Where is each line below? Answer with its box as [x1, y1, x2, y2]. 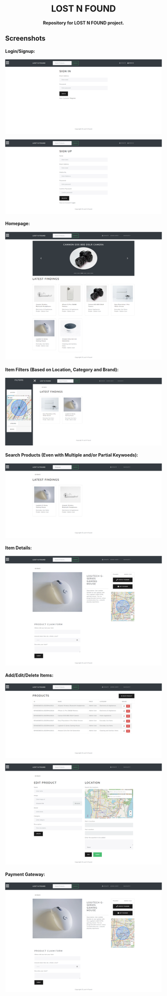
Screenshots [5, 34, 46, 43]
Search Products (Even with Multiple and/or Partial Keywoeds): [5, 452, 138, 458]
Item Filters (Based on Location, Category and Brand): [5, 366, 119, 372]
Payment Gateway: [5, 871, 46, 877]
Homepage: [5, 220, 30, 227]
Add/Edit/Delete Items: [5, 672, 54, 678]
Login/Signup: [5, 48, 36, 54]
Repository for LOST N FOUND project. [43, 19, 124, 25]
